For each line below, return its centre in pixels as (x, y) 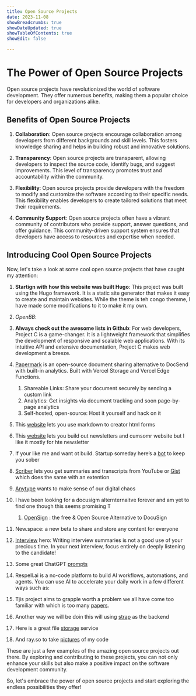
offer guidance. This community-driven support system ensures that (97, 230)
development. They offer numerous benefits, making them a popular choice (97, 95)
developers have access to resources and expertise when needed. (95, 236)
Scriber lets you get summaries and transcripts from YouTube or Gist (97, 471)
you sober (27, 459)
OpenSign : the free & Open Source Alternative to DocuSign (95, 517)
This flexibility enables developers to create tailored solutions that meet (101, 200)
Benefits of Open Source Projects (69, 120)
